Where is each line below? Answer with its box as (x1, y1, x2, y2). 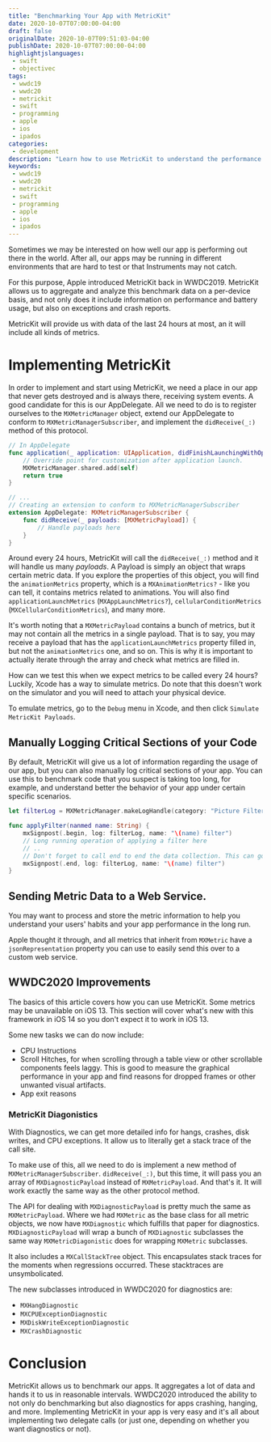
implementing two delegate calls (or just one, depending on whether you (8, 1415, 250, 1425)
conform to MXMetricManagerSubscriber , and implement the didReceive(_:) (8, 418, 256, 427)
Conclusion (8, 1355, 87, 1372)
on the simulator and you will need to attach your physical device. (8, 688, 227, 698)
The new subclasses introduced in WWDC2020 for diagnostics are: (8, 1284, 232, 1295)
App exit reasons (19, 1088, 77, 1098)
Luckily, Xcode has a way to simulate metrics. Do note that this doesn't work (8, 679, 262, 689)
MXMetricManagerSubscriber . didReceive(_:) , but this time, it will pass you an (8, 1168, 262, 1178)
